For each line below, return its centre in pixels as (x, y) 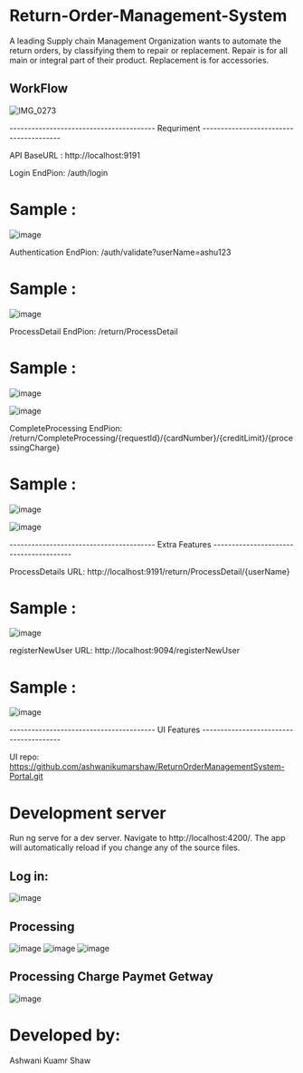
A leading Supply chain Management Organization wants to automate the (146, 41)
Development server (88, 813)
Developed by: (65, 1035)
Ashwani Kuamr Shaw (50, 1060)
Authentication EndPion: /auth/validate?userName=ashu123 (120, 252)
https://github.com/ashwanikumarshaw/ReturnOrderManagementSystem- (147, 767)
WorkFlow (39, 88)
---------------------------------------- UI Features (105, 730)
